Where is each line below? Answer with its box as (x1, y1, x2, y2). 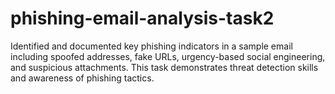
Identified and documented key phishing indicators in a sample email (10, 40, 293, 52)
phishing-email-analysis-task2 (10, 7, 275, 30)
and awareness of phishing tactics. (10, 72, 155, 84)
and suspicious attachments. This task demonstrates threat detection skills (10, 61, 319, 73)
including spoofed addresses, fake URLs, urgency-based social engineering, (10, 50, 326, 62)
